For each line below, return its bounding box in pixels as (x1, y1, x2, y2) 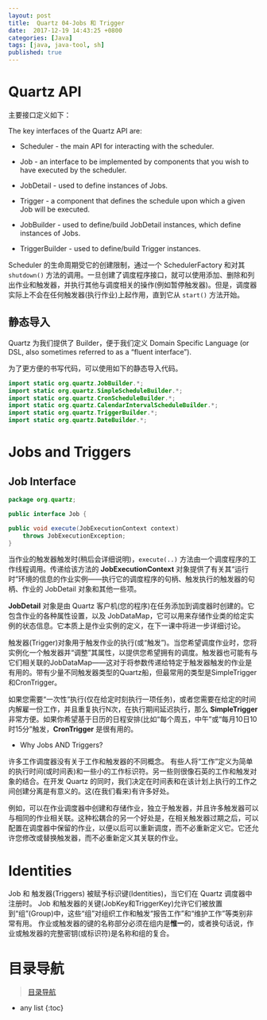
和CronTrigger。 (8, 677, 62, 688)
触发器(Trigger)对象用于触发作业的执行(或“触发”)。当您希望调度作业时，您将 (8, 638, 257, 648)
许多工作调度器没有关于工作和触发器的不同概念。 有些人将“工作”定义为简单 (8, 757, 253, 766)
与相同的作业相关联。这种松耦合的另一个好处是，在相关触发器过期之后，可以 (8, 813, 259, 823)
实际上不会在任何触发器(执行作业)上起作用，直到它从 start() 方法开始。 (8, 289, 245, 299)
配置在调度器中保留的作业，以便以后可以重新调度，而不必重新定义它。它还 (8, 824, 252, 833)
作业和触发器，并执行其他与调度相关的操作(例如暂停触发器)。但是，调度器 (14, 280, 257, 289)
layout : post (8, 11, 52, 20)
